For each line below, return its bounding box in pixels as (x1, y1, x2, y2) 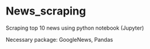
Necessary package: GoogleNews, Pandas (5, 36, 113, 43)
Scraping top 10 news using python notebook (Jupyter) (5, 24, 145, 31)
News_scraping (5, 4, 87, 18)
